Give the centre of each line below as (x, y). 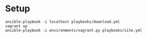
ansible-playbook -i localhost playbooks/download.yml (63, 22)
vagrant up (16, 26)
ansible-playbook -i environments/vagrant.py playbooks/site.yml (73, 30)
